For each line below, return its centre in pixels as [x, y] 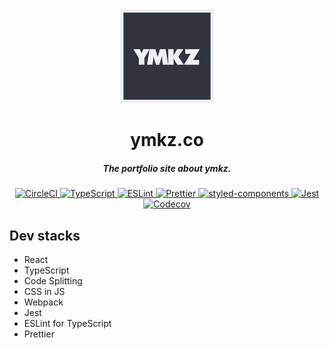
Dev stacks [45, 235]
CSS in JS [44, 291]
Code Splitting [53, 280]
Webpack [43, 302]
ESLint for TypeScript [67, 323]
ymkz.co [167, 140]
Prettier [39, 334]
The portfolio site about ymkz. [167, 168]
